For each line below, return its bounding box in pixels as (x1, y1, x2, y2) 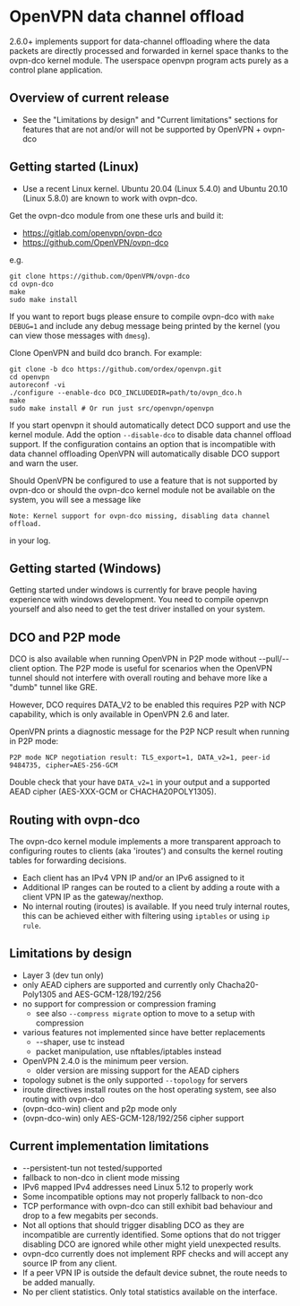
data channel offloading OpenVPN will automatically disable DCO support (9, 448, 280, 459)
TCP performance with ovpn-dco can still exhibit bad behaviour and (21, 1200, 273, 1211)
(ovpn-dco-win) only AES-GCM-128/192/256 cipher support (21, 1112, 244, 1123)
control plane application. (9, 65, 103, 75)
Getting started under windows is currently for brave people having (9, 584, 258, 595)
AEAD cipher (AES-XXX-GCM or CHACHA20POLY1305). (9, 786, 217, 797)
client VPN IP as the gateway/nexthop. (21, 892, 164, 902)
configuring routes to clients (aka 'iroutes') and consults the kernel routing (9, 845, 284, 856)
